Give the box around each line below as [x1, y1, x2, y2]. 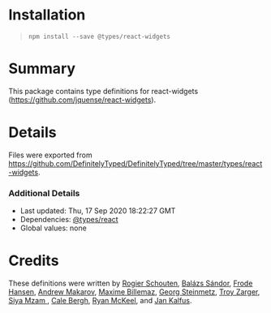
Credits [8, 251, 59, 270]
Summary [8, 59, 75, 78]
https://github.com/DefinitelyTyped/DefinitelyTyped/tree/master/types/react [8, 158, 263, 168]
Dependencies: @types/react [19, 215, 119, 225]
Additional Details [8, 187, 80, 199]
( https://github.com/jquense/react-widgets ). [8, 95, 157, 105]
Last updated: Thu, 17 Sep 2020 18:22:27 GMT [19, 206, 176, 216]
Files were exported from [8, 150, 92, 160]
